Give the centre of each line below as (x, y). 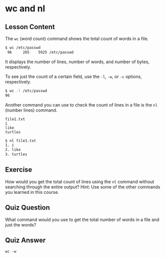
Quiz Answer (25, 240)
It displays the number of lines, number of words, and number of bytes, (77, 62)
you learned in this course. (32, 192)
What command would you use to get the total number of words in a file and (82, 220)
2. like (13, 150)
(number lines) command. (31, 110)
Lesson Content (30, 27)
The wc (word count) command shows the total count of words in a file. (77, 38)
